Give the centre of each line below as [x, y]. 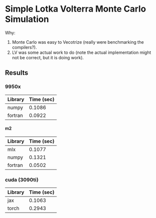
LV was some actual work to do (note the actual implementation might [81, 52]
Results [17, 73]
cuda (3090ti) [22, 180]
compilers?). [24, 47]
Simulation [27, 19]
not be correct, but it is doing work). [48, 57]
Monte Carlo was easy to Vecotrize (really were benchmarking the [78, 42]
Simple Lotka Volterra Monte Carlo [76, 9]
